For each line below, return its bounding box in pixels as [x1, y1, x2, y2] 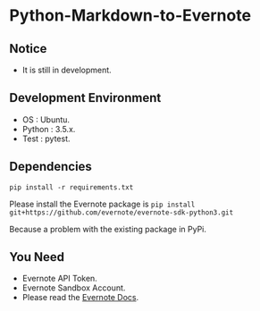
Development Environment [9, 90, 162, 105]
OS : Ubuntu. [21, 113, 70, 125]
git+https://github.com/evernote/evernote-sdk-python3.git [9, 207, 234, 217]
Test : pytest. [21, 133, 71, 144]
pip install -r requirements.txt [9, 182, 134, 192]
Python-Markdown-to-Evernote [9, 5, 252, 26]
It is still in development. [21, 64, 112, 75]
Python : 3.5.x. [21, 123, 76, 134]
